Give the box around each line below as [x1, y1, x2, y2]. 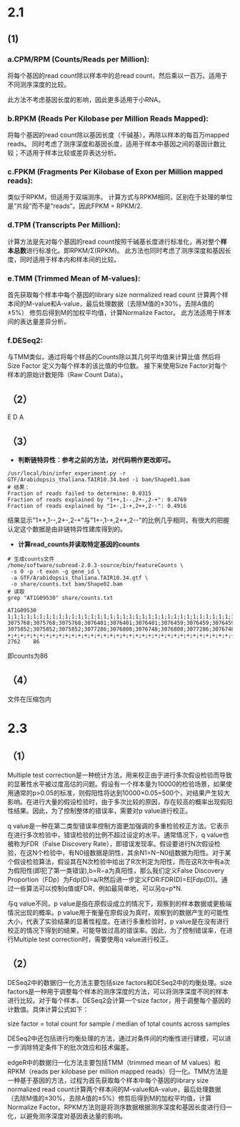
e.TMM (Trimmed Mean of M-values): [7, 273, 141, 283]
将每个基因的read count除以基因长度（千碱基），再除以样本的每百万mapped [7, 131, 230, 139]
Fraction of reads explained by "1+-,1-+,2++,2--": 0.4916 [7, 502, 187, 509]
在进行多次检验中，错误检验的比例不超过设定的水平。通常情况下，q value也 [7, 830, 229, 839]
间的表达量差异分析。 [7, 317, 70, 326]
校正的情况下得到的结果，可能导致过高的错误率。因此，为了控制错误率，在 [7, 926, 226, 934]
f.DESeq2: [7, 335, 44, 345]
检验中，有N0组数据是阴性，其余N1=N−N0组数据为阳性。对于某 [43, 848, 231, 857]
